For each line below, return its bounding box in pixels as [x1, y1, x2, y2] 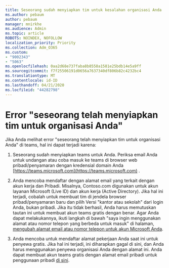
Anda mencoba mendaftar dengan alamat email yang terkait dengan [12, 177, 155, 184]
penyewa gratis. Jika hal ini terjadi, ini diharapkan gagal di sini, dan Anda [12, 241, 164, 247]
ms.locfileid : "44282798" [5, 87, 60, 93]
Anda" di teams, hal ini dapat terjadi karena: [5, 142, 97, 148]
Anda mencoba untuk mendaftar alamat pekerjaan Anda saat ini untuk [12, 236, 158, 242]
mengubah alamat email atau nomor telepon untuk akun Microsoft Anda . [12, 226, 163, 232]
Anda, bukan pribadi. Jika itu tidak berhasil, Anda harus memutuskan [12, 204, 156, 210]
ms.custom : [5, 50, 28, 55]
